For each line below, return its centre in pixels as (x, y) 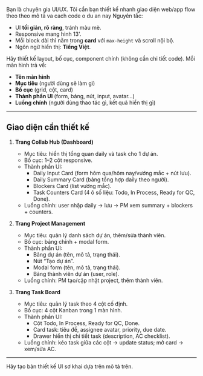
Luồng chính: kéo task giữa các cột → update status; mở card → (104, 342)
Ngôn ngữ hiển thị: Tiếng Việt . (53, 47)
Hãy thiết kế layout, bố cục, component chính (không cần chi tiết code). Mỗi (101, 59)
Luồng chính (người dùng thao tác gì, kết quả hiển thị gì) (85, 102)
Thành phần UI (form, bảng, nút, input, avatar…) (75, 96)
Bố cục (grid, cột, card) (44, 90)
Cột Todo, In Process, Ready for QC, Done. (86, 323)
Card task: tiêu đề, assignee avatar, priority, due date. (100, 329)
